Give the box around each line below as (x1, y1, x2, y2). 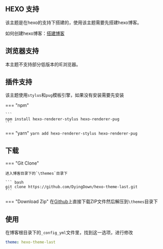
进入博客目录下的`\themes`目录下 (5, 171, 68, 176)
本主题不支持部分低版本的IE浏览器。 (5, 61, 81, 67)
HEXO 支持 (5, 5, 39, 14)
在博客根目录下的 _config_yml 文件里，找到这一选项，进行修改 (5, 230, 133, 236)
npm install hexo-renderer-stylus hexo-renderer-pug (5, 117, 120, 122)
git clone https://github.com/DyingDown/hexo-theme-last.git (5, 185, 138, 190)
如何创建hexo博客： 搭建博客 (5, 30, 65, 36)
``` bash (5, 180, 24, 185)
